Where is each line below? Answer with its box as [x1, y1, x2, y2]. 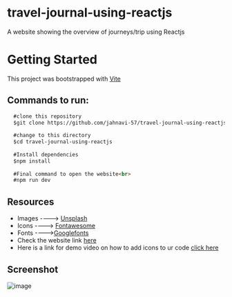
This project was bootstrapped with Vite [7, 74, 121, 83]
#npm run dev [13, 177, 51, 184]
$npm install [13, 157, 51, 165]
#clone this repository [13, 112, 81, 120]
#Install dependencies [13, 151, 79, 158]
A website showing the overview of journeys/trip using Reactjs [7, 28, 185, 36]
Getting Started [7, 52, 98, 68]
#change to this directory [13, 132, 91, 139]
